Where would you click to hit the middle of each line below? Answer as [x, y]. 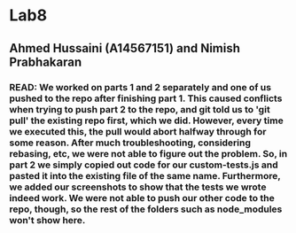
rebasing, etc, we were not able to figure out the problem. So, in [148, 153]
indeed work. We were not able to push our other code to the [142, 198]
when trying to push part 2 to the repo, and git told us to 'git [140, 109]
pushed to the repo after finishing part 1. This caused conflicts [146, 98]
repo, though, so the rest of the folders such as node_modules [146, 209]
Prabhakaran [46, 62]
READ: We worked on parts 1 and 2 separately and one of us [140, 87]
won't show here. [47, 220]
